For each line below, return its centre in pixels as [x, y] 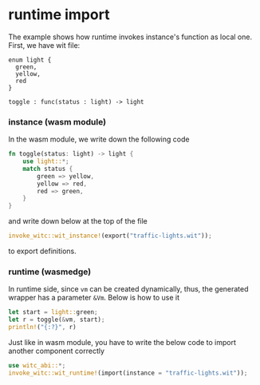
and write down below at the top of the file [78, 221]
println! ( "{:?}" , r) [43, 327]
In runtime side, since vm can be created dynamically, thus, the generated [128, 289]
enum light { [30, 60]
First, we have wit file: [44, 45]
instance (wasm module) [57, 121]
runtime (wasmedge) [50, 272]
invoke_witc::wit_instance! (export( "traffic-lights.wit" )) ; [110, 236]
